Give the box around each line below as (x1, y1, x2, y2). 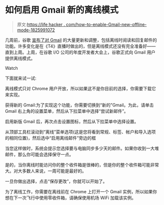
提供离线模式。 (5, 55, 35, 61)
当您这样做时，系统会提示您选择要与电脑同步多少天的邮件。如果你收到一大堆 (5, 145, 159, 151)
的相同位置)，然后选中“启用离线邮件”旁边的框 (5, 135, 96, 141)
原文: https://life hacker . (17, 21, 65, 27)
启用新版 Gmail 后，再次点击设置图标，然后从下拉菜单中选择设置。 (5, 118, 139, 124)
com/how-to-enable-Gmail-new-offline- (65, 21, 147, 27)
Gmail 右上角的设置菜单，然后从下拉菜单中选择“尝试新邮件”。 (5, 108, 128, 114)
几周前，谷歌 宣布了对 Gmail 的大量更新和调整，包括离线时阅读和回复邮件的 (5, 37, 157, 43)
